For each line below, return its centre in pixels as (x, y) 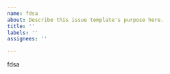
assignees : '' (27, 39)
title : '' (21, 26)
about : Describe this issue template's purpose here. (86, 20)
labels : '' (23, 33)
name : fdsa (23, 13)
